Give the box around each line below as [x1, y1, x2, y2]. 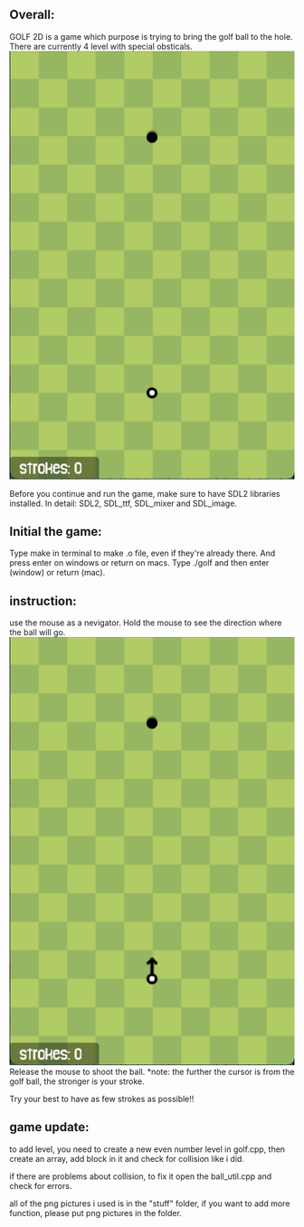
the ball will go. [9, 627, 66, 638]
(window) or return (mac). [9, 567, 106, 578]
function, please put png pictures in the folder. [9, 1207, 183, 1218]
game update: [9, 1119, 90, 1135]
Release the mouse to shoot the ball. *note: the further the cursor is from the [9, 1066, 295, 1077]
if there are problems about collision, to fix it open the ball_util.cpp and [9, 1171, 272, 1182]
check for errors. [9, 1180, 72, 1191]
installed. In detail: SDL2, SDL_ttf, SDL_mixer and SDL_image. [9, 498, 238, 509]
